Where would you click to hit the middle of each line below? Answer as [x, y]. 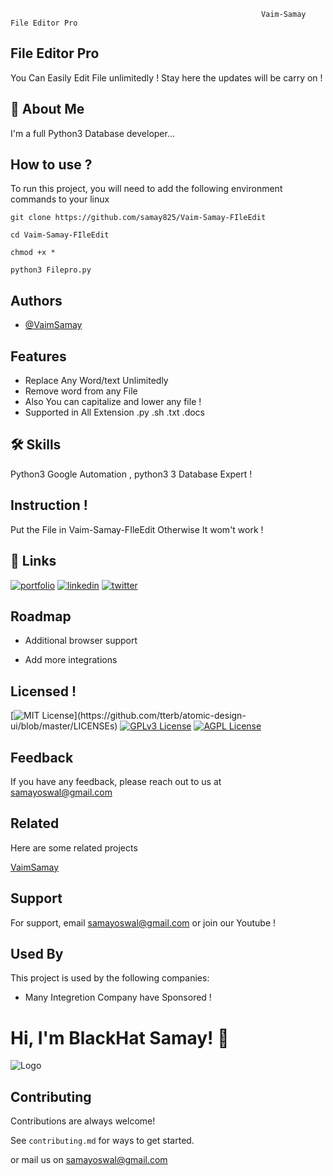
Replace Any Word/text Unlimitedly [96, 381]
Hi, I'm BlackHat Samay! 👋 [120, 1037]
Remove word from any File [81, 391]
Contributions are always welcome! [83, 1121]
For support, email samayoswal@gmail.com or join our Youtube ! [143, 922]
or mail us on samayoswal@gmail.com [89, 1160]
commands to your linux [60, 199]
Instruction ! [49, 505]
